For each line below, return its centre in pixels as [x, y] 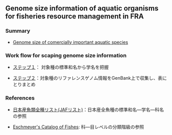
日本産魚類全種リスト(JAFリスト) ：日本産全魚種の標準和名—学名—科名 [88, 110]
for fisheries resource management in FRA [74, 17]
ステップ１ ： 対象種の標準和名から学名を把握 [61, 67]
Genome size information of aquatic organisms [82, 8]
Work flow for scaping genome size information [66, 55]
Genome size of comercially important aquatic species [70, 42]
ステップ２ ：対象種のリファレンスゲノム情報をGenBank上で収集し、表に [90, 78]
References [20, 98]
